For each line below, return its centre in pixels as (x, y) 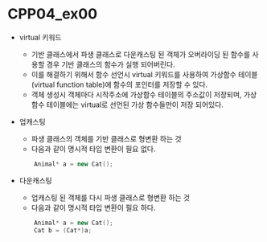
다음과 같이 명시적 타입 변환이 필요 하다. (93, 207)
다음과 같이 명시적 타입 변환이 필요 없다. (93, 149)
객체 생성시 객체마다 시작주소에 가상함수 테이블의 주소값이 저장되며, (136, 94)
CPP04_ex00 (53, 14)
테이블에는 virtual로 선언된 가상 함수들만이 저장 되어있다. (135, 105)
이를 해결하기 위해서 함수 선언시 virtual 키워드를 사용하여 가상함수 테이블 (144, 74)
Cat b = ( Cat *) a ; (63, 230)
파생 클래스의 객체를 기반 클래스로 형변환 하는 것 (106, 138)
